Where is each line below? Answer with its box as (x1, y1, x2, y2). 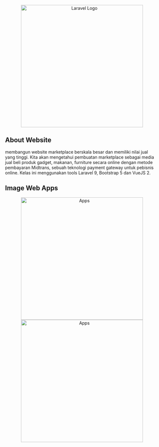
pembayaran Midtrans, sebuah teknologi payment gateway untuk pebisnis (5, 165, 154, 170)
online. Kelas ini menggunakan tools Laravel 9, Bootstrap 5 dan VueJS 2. (5, 169, 151, 176)
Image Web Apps (5, 184, 59, 192)
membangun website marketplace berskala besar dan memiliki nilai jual (5, 149, 148, 155)
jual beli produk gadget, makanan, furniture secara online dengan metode (5, 159, 153, 165)
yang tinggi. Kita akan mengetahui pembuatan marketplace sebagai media (5, 154, 155, 160)
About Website (5, 136, 52, 144)
